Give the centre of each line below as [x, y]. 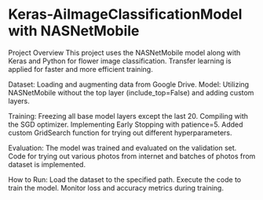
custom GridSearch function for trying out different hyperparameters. [121, 132]
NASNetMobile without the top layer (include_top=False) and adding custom [131, 92]
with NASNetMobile [74, 31]
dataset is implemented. [47, 164]
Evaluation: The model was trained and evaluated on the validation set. [122, 148]
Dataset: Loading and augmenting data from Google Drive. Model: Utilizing [129, 84]
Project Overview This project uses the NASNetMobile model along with [124, 52]
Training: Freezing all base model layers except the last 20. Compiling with [128, 116]
